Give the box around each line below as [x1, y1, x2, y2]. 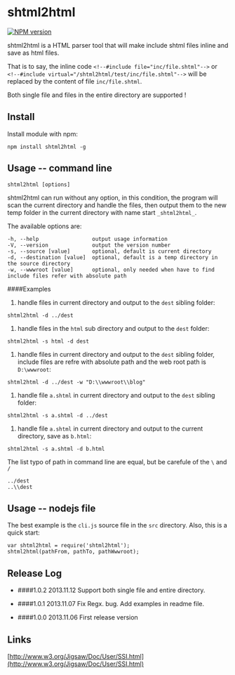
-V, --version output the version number [7, 242, 171, 249]
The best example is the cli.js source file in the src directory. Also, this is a [7, 521, 228, 530]
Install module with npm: [7, 129, 79, 138]
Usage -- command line [7, 162, 112, 174]
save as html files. [7, 48, 60, 57]
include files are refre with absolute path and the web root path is [17, 358, 207, 366]
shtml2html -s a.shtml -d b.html [7, 445, 105, 452]
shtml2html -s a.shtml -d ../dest [7, 412, 109, 419]
